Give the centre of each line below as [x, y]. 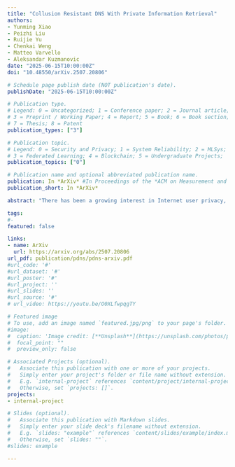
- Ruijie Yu [24, 40]
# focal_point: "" [36, 343]
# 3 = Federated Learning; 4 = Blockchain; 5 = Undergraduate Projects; [115, 156]
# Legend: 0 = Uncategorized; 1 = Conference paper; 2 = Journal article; [119, 111]
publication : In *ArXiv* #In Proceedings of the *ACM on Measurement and [117, 182]
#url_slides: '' [31, 291]
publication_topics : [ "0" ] [47, 162]
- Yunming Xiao [29, 27]
